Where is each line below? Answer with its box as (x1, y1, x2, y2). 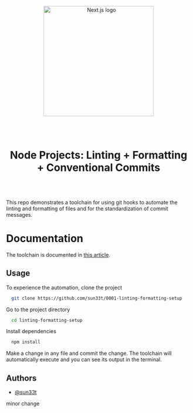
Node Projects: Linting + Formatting (9, 149, 188, 162)
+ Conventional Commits (36, 161, 161, 174)
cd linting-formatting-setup (11, 317, 83, 323)
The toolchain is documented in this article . (6, 251, 110, 258)
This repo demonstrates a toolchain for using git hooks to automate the (6, 199, 178, 206)
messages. (6, 211, 33, 218)
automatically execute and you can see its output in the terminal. (6, 356, 162, 363)
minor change (6, 400, 40, 407)
